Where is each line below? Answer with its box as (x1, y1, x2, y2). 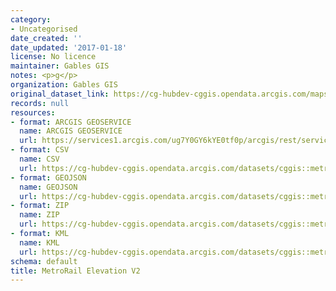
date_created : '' (10, 33, 83, 43)
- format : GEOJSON (10, 172, 87, 183)
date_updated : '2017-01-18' (10, 42, 128, 53)
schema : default (10, 256, 78, 266)
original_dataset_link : (10, 89, 110, 99)
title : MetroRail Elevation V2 (10, 266, 141, 276)
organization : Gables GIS (10, 80, 118, 90)
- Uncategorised (10, 24, 78, 34)
